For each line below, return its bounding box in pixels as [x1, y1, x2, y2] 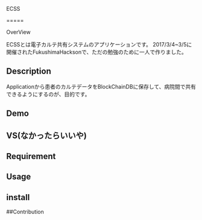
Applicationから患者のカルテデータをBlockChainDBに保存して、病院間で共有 [6, 83, 197, 90]
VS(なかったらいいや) [6, 130, 87, 140]
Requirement [6, 151, 56, 162]
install [6, 192, 30, 203]
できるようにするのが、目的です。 [6, 90, 90, 98]
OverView [6, 28, 31, 36]
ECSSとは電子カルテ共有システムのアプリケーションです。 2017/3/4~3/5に [6, 41, 192, 48]
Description [6, 66, 51, 77]
